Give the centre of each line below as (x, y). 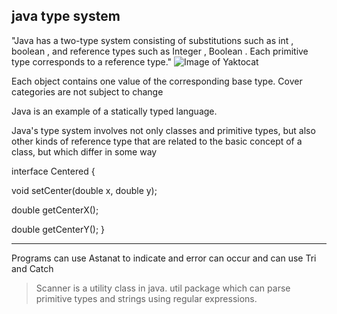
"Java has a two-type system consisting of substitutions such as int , (152, 40)
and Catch (32, 268)
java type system (66, 16)
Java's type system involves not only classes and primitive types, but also (163, 130)
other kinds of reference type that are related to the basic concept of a (157, 141)
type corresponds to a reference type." (92, 61)
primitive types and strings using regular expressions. (146, 298)
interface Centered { (53, 171)
